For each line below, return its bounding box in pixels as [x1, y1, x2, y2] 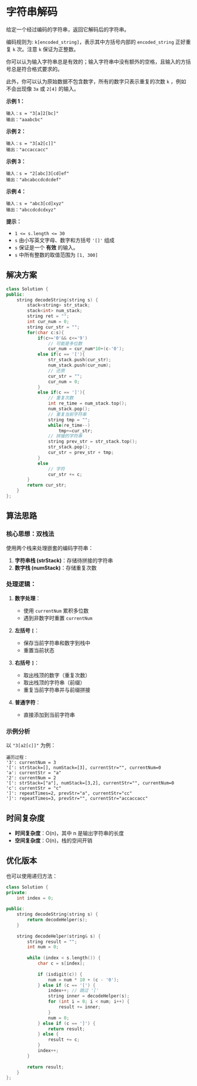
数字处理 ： [14, 595, 41, 602]
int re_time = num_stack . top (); [47, 401, 127, 406]
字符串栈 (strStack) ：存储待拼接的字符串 [14, 556, 113, 564]
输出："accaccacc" [6, 147, 49, 152]
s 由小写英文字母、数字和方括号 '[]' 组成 [14, 236, 115, 243]
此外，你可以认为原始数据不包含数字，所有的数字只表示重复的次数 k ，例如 [6, 77, 186, 85]
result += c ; [47, 1037, 80, 1043]
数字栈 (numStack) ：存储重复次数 [14, 564, 97, 571]
